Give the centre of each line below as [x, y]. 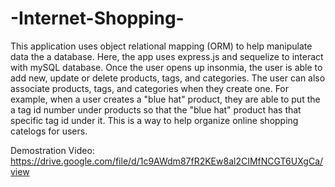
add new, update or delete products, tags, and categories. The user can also [168, 78]
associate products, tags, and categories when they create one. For [150, 88]
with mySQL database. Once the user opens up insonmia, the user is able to [166, 67]
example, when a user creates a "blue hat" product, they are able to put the [165, 99]
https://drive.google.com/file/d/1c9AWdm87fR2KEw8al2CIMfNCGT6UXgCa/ [167, 161]
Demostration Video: [52, 150]
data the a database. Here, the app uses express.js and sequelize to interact [167, 56]
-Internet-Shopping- [97, 18]
